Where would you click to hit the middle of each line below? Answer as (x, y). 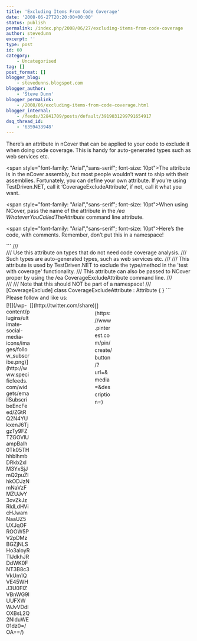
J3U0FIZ (17, 588)
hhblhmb (17, 456)
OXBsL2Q (18, 613)
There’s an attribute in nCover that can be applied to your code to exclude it (98, 144)
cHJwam (17, 513)
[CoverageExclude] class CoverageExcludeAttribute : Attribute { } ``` (88, 290)
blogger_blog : (24, 77)
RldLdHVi (17, 506)
